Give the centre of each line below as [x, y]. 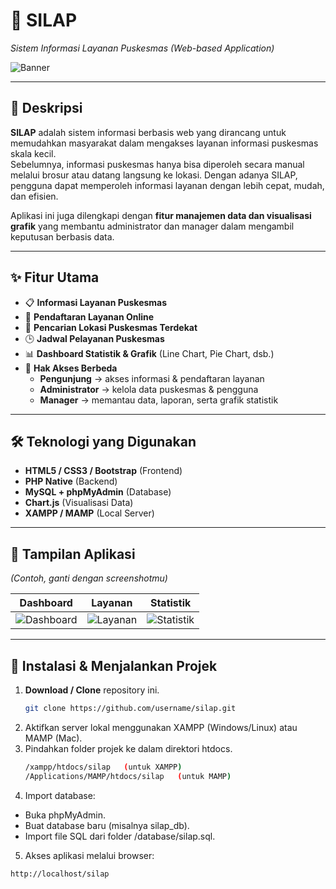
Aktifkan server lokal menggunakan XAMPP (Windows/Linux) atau [161, 727]
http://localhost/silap [60, 874]
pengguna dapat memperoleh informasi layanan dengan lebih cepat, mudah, [167, 185]
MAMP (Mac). [53, 738]
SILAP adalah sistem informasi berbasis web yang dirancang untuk [148, 132]
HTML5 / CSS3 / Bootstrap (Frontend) [103, 471]
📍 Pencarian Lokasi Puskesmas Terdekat [111, 327]
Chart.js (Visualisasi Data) [79, 503]
